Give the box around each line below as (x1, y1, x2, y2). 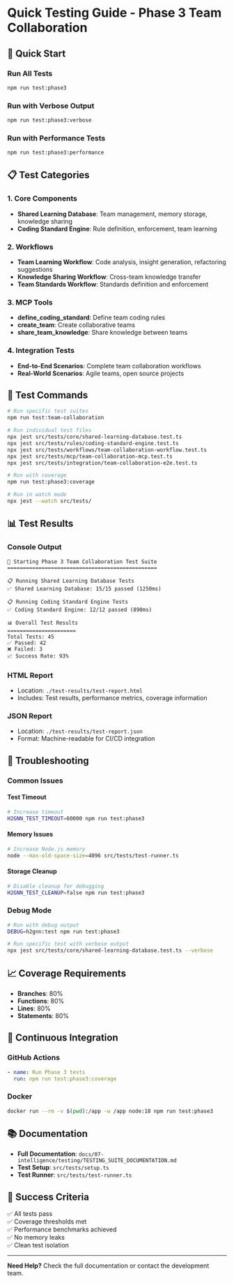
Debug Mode (7, 906, 52, 915)
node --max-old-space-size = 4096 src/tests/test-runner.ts (7, 852, 179, 859)
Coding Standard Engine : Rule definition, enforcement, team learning (17, 224, 217, 233)
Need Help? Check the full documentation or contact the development (7, 1261, 210, 1270)
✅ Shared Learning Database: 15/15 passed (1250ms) (7, 585, 162, 592)
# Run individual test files (7, 427, 92, 434)
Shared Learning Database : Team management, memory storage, (17, 210, 208, 218)
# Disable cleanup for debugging (7, 883, 104, 890)
